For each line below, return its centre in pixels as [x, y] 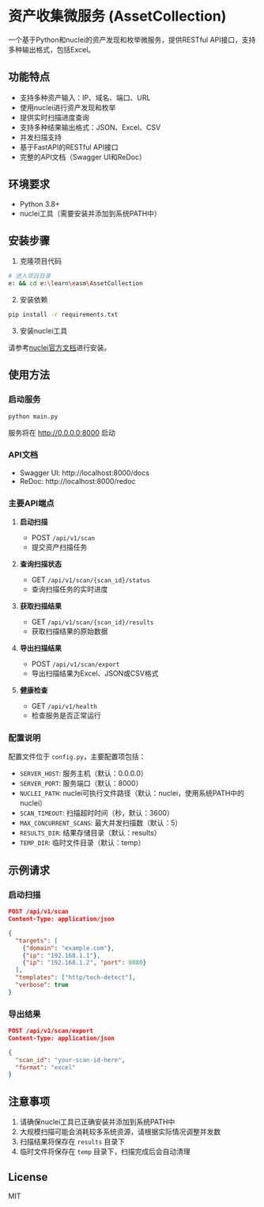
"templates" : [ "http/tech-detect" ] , [75, 978]
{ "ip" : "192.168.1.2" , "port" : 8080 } [85, 963]
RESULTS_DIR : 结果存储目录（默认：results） [90, 833]
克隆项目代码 [40, 261]
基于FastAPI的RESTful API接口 [69, 147]
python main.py [33, 417]
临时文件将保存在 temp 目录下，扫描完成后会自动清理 [105, 1152]
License [28, 1177]
